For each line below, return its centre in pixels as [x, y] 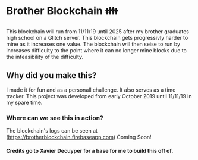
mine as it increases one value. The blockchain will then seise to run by [93, 44]
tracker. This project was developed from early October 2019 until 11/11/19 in [99, 96]
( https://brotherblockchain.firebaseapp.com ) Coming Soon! [79, 137]
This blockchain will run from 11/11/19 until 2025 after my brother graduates [98, 31]
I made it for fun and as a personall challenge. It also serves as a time [91, 90]
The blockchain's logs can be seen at [52, 131]
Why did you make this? [51, 75]
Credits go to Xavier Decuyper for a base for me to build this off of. [90, 150]
